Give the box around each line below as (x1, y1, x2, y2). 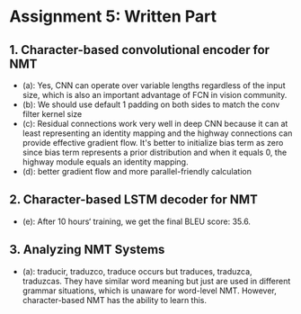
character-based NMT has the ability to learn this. (22, 294, 208, 305)
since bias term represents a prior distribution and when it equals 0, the (22, 147, 288, 157)
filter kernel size (22, 109, 83, 119)
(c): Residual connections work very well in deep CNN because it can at (22, 119, 288, 129)
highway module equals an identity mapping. (22, 157, 189, 167)
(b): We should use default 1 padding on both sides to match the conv (22, 99, 280, 110)
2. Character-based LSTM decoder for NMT (9, 192, 259, 208)
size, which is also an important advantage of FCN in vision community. (22, 90, 288, 100)
